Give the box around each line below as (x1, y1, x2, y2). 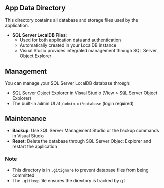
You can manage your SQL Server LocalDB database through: (5, 80, 131, 86)
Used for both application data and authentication (19, 37, 121, 43)
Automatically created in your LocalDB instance (19, 42, 117, 48)
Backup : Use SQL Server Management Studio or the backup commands (12, 128, 159, 134)
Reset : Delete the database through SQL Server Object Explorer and (12, 138, 152, 144)
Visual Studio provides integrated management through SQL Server (19, 47, 157, 53)
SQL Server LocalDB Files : (12, 32, 67, 38)
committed (12, 172, 35, 178)
